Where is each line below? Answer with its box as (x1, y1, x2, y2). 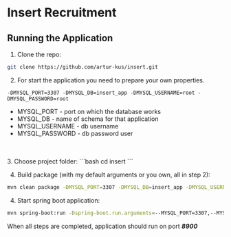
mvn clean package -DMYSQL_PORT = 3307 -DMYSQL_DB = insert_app (7, 183, 184, 190)
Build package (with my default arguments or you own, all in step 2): (16, 170, 211, 179)
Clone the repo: (16, 50, 62, 58)
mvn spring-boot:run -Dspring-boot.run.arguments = (7, 210, 155, 216)
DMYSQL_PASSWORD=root (7, 95, 69, 102)
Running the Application (7, 32, 113, 44)
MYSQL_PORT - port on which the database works (16, 107, 162, 115)
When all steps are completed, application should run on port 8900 (7, 222, 198, 230)
